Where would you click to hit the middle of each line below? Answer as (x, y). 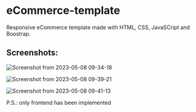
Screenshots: (32, 53)
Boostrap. (19, 33)
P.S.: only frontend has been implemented (59, 102)
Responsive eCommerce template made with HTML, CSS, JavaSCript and (98, 27)
